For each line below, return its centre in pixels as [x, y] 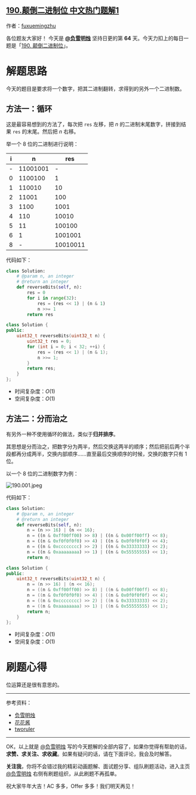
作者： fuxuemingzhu [31, 26]
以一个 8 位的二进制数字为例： [42, 474]
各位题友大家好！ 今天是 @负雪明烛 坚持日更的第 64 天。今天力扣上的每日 [95, 38]
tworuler [24, 729]
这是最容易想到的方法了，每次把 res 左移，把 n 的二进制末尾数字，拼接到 [94, 124]
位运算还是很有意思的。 [34, 685]
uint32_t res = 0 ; [49, 341]
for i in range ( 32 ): [52, 298]
